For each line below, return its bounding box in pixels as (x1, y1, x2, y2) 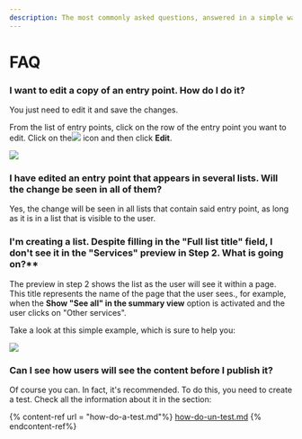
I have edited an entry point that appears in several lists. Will (9, 172, 279, 184)
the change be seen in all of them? (9, 184, 163, 196)
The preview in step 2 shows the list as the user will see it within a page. (9, 278, 277, 289)
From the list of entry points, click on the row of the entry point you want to (9, 122, 288, 133)
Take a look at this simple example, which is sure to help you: (9, 325, 235, 336)
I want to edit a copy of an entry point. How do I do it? (9, 84, 245, 96)
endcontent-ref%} (9, 421, 77, 432)
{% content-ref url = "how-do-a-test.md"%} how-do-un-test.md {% (9, 411, 262, 422)
